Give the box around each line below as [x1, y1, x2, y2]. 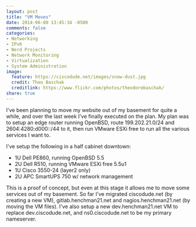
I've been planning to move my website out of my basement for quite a [6, 106, 178, 113]
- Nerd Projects [6, 47, 46, 53]
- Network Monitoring [6, 52, 59, 58]
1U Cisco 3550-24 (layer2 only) [14, 167, 91, 174]
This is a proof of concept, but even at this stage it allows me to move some [6, 184, 190, 191]
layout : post [6, 8, 38, 15]
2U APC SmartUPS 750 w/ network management [14, 172, 134, 179]
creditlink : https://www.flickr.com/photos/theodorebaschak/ [11, 85, 165, 91]
